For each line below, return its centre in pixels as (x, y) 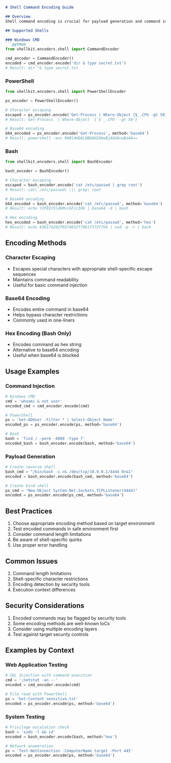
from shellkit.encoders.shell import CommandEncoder (62, 49)
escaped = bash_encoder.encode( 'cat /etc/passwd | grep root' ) (74, 185)
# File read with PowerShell (36, 694)
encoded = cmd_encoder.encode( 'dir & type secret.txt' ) (66, 63)
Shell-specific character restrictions (50, 579)
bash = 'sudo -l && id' (31, 732)
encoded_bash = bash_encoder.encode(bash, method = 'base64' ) (70, 443)
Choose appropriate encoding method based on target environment (84, 524)
